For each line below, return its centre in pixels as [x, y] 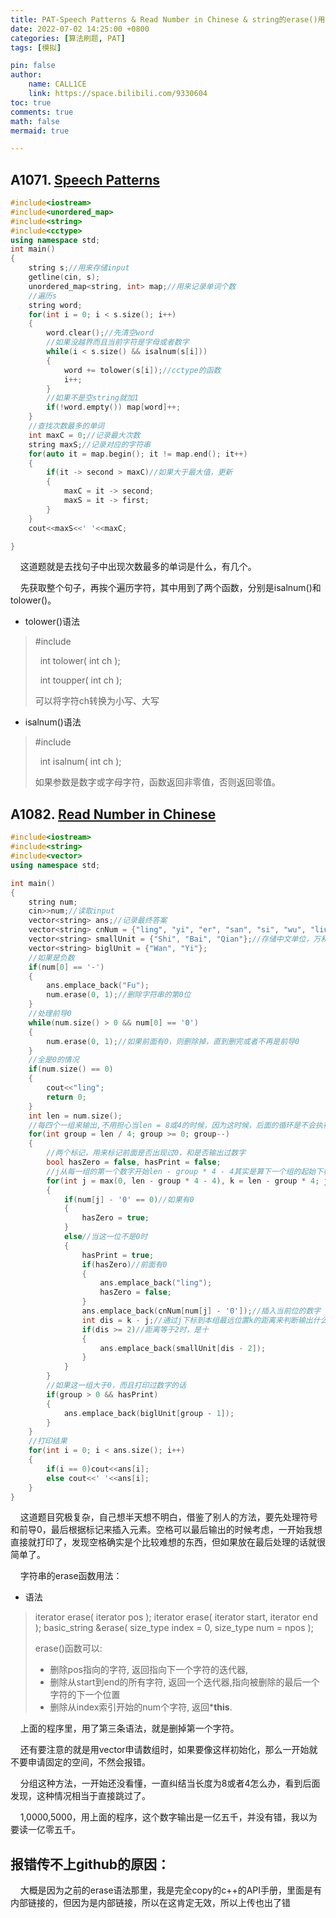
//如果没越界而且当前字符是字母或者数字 [118, 342]
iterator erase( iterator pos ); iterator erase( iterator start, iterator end [176, 1617]
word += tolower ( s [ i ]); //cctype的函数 [142, 370]
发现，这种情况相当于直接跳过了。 [80, 1796]
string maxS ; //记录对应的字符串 [90, 444]
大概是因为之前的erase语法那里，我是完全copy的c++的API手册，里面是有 [171, 1890]
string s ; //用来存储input [79, 268]
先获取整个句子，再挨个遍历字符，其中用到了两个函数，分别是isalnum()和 [170, 588]
